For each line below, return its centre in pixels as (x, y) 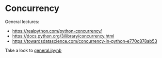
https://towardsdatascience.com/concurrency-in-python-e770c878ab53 (85, 41)
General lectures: (22, 22)
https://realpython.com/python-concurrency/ (57, 31)
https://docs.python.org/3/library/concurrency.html (63, 36)
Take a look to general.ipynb (33, 50)
